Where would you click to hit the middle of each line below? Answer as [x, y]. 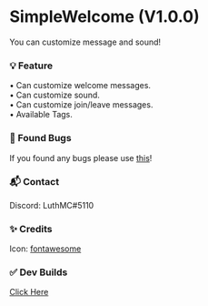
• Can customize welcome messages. [80, 86]
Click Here [29, 292]
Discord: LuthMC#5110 [52, 205]
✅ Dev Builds [39, 272]
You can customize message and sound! [85, 42]
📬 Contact [35, 182]
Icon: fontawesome [45, 249]
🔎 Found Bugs [40, 138]
